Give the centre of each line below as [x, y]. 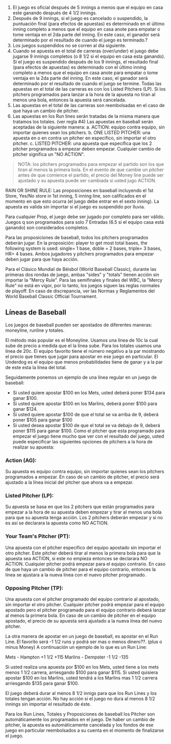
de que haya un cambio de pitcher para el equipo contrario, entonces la [81, 569]
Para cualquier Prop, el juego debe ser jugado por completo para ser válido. [85, 217]
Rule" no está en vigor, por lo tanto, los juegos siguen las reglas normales [82, 285]
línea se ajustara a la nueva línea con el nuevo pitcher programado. [76, 575]
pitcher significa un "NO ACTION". [49, 154]
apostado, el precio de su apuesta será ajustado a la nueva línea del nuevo [84, 621]
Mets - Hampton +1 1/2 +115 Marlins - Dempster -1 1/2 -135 [67, 657]
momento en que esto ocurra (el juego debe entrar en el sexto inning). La [82, 201]
